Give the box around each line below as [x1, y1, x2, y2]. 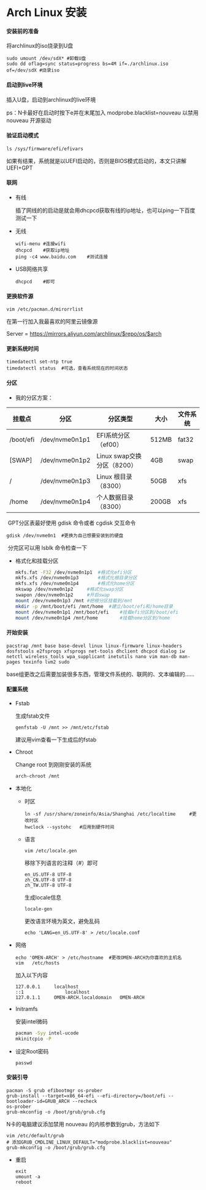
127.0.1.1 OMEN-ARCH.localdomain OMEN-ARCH [15, 994, 145, 1001]
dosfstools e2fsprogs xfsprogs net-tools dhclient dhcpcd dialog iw [6, 648, 185, 654]
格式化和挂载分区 [15, 557, 59, 564]
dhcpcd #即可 [15, 279, 55, 285]
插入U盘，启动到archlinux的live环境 [6, 96, 96, 103]
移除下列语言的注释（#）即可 [24, 859, 98, 866]
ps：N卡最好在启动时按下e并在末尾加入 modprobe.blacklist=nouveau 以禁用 [6, 108, 199, 116]
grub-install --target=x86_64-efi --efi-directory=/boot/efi [6, 1093, 166, 1099]
